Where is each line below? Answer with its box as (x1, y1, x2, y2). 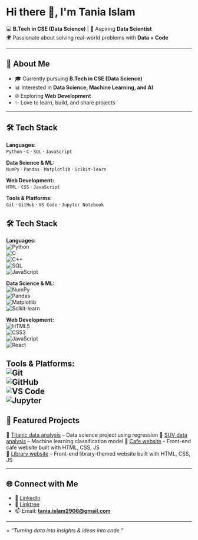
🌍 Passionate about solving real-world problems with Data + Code (6, 34, 169, 41)
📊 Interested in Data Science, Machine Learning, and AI (14, 84, 153, 91)
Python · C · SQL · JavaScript (6, 148, 72, 155)
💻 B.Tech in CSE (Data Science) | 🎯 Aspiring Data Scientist (6, 25, 152, 32)
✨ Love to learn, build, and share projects (14, 99, 115, 106)
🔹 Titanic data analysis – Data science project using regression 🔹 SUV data (6, 431, 187, 438)
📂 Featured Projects (6, 415, 80, 426)
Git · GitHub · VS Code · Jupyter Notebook (6, 201, 104, 208)
